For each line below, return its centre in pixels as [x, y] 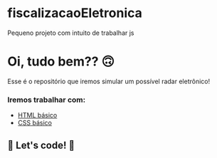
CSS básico [35, 123]
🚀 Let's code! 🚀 [41, 145]
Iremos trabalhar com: [47, 100]
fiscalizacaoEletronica [75, 13]
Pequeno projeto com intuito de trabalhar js [71, 33]
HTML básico [37, 115]
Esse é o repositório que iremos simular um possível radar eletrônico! [109, 81]
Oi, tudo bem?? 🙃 [61, 62]
